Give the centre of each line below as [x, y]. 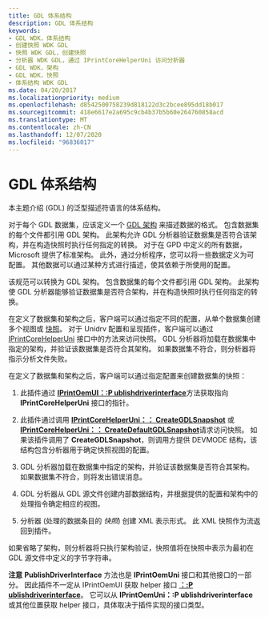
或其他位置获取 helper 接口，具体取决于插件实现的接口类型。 [108, 605]
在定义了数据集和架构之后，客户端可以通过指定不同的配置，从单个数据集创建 [134, 319]
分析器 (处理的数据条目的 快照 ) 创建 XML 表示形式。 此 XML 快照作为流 [137, 521]
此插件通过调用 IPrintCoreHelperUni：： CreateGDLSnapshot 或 [127, 420]
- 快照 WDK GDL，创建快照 [47, 53]
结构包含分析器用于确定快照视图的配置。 [86, 450]
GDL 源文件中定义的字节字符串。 [62, 558]
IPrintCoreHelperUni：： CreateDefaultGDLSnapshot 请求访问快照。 [134, 430]
